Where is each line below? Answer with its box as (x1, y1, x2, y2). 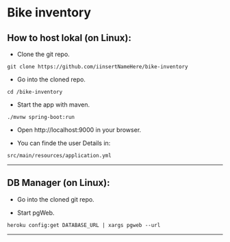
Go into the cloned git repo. (16, 195, 94, 203)
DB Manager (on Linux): (7, 177, 110, 189)
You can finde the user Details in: (16, 139, 111, 147)
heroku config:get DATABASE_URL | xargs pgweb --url (7, 221, 161, 228)
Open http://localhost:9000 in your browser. (16, 126, 142, 134)
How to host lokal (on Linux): (7, 32, 131, 44)
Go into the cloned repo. (16, 75, 86, 83)
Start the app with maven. (16, 100, 90, 109)
